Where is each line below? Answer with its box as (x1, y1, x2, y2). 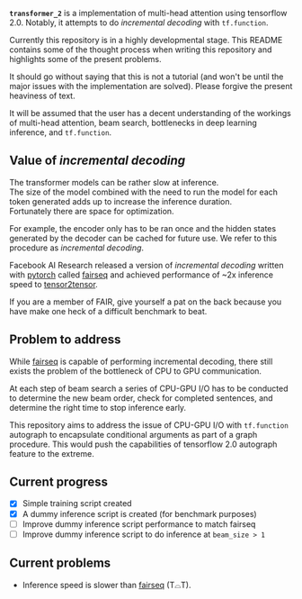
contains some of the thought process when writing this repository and (9, 44, 272, 55)
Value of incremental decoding (9, 153, 186, 168)
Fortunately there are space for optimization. (9, 205, 174, 216)
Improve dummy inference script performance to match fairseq (22, 518, 256, 530)
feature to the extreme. (9, 448, 94, 458)
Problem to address (9, 332, 121, 348)
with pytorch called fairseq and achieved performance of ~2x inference (9, 269, 274, 280)
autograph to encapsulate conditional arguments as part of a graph (9, 429, 258, 440)
